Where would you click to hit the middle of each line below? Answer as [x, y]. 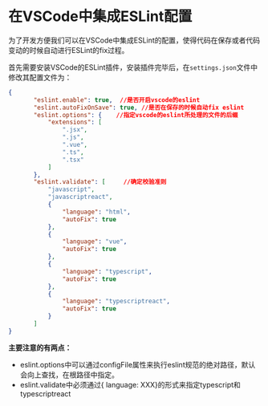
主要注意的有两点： [40, 347]
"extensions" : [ [75, 122]
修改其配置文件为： [40, 77]
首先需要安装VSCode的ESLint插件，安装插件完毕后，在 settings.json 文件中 [133, 67]
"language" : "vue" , [95, 242]
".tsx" [73, 160]
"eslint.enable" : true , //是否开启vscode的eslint [117, 100]
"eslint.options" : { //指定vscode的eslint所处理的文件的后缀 [136, 115]
